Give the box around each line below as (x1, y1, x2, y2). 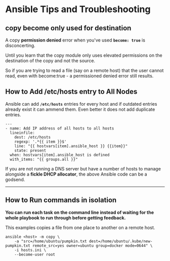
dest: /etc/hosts (14, 135, 51, 140)
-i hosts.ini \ (14, 247, 47, 252)
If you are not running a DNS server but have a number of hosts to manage (5, 165, 161, 171)
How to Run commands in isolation (5, 196, 117, 204)
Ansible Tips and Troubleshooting (5, 4, 151, 15)
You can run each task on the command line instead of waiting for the (5, 209, 154, 215)
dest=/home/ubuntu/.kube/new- (89, 239, 153, 244)
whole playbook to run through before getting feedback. (5, 214, 126, 221)
